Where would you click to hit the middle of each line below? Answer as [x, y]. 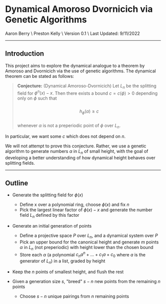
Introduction [25, 54]
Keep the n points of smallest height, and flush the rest [68, 272]
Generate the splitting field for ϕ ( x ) [48, 195]
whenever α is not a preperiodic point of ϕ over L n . [69, 126]
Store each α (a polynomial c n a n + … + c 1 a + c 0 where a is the [83, 255]
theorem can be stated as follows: [40, 76]
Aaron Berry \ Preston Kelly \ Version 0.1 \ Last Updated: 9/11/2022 [73, 33]
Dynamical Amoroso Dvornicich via [79, 9]
